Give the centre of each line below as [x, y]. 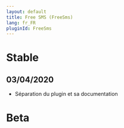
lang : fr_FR [21, 23]
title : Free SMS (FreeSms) [40, 17]
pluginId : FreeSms [29, 28]
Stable [22, 58]
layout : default [26, 12]
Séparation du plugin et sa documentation [66, 94]
